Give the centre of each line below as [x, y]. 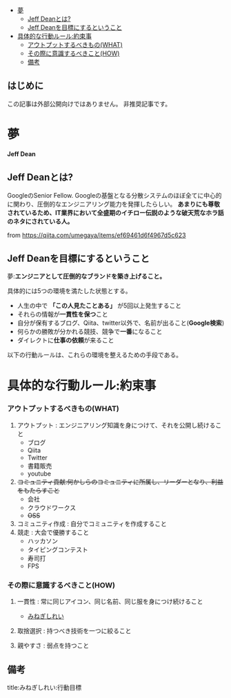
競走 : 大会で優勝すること [53, 532]
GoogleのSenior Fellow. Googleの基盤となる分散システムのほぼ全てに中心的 [114, 195]
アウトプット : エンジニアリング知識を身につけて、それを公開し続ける [116, 425]
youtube [39, 473]
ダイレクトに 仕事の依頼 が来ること [66, 340]
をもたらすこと [38, 490]
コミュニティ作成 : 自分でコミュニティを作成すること [92, 523]
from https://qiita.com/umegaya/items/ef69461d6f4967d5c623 [97, 235]
